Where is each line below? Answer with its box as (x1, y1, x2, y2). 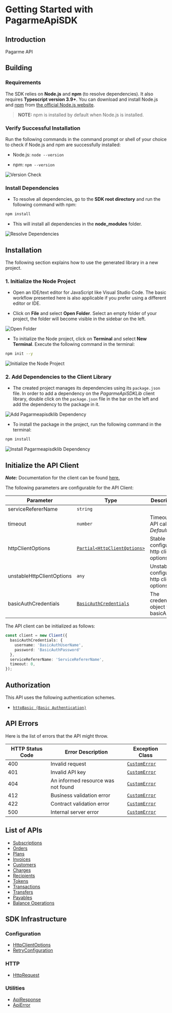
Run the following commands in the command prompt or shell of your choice (5, 136, 167, 142)
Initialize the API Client (5, 461, 79, 469)
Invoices (12, 856, 31, 862)
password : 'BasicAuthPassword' (14, 647, 81, 652)
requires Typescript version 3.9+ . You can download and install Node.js (5, 96, 158, 102)
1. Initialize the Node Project (5, 277, 76, 285)
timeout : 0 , (10, 661, 36, 667)
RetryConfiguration (12, 947, 53, 953)
